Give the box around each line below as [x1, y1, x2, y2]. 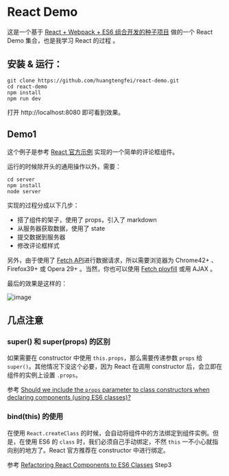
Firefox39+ [7, 264, 38, 272]
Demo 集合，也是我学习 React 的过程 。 [7, 36, 119, 45]
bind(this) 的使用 [7, 412, 64, 422]
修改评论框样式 [16, 241, 60, 250]
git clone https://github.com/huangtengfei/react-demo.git [7, 77, 180, 84]
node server [7, 188, 41, 195]
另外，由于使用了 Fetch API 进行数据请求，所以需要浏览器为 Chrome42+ [7, 256, 210, 264]
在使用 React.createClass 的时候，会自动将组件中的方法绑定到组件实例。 [7, 429, 213, 437]
